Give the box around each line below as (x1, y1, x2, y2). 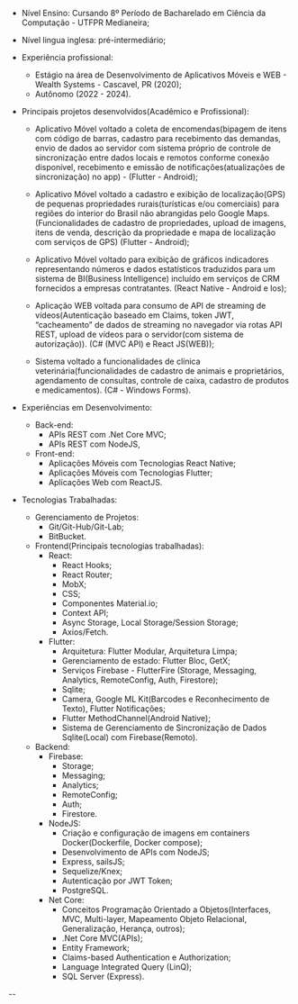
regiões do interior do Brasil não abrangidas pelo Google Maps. (34, 208, 270, 219)
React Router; (61, 569, 113, 580)
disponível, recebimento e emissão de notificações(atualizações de (34, 162, 285, 172)
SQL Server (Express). (61, 972, 145, 981)
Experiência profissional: (21, 52, 113, 62)
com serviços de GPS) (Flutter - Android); (34, 237, 190, 247)
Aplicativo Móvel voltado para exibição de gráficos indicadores (34, 254, 269, 265)
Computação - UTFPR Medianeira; (21, 17, 150, 28)
